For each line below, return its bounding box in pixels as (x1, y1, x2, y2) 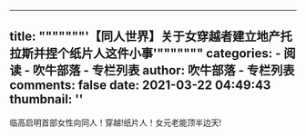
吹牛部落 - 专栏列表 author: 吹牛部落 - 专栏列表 (32, 63, 295, 78)
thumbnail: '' (9, 92, 84, 107)
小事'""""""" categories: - (128, 46, 281, 62)
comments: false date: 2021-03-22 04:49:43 (9, 78, 271, 93)
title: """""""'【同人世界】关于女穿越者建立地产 (9, 29, 280, 44)
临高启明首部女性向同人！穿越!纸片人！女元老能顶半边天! (9, 117, 222, 128)
